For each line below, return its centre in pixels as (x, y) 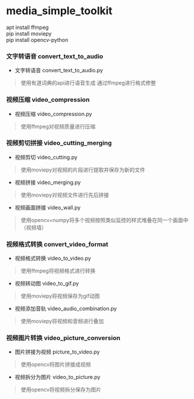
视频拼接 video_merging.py (48, 182)
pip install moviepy (29, 33)
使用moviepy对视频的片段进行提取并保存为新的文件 (83, 169)
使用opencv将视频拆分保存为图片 (61, 390)
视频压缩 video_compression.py (53, 114)
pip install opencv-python (37, 40)
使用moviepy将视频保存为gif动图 (60, 296)
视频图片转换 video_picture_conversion (63, 338)
